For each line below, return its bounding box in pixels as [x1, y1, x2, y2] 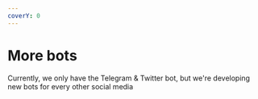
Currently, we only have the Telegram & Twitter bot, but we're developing [7, 73, 251, 83]
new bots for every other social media [7, 81, 134, 91]
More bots [7, 46, 77, 64]
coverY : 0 [7, 11, 41, 20]
